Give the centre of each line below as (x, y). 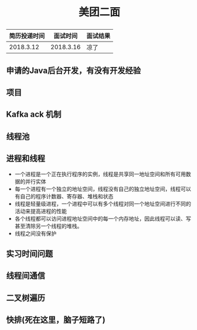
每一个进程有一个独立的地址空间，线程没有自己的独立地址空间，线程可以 (103, 189)
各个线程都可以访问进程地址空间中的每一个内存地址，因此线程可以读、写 (103, 218)
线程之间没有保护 (35, 233)
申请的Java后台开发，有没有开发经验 (73, 70)
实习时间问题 (30, 254)
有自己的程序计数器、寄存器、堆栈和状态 (64, 196)
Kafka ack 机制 (34, 114)
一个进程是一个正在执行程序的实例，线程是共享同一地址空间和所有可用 (100, 174)
